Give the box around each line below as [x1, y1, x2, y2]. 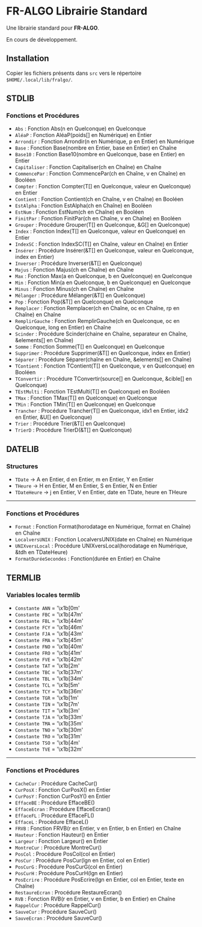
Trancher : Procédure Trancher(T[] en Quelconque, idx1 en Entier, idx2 [14, 407, 189, 415]
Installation [6, 53, 49, 64]
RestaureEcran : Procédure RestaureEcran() [14, 889, 122, 896]
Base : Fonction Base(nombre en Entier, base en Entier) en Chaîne [14, 144, 177, 151]
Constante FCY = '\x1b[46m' [14, 623, 84, 631]
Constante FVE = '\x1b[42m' [14, 656, 84, 663]
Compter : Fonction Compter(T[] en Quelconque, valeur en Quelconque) [14, 183, 191, 190]
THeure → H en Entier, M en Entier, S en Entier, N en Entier [14, 482, 158, 489]
